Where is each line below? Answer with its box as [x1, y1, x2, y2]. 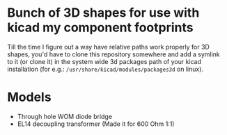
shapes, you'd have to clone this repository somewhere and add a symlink [7, 50, 221, 58]
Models [7, 89, 52, 105]
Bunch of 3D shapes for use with [7, 5, 200, 21]
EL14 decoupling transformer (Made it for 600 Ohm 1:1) [17, 120, 175, 128]
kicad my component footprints [7, 19, 194, 35]
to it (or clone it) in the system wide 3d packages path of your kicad [7, 57, 202, 65]
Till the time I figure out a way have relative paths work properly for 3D [7, 42, 210, 51]
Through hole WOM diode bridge [17, 112, 113, 120]
